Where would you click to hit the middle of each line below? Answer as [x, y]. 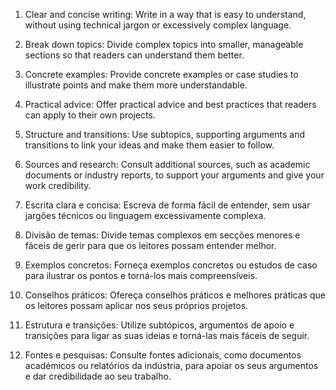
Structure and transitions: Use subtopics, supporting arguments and [165, 134]
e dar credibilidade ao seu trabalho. [98, 376]
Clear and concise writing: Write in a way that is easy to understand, [165, 14]
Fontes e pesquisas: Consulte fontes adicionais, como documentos [163, 355]
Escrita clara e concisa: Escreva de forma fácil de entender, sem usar [167, 205]
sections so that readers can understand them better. [134, 55]
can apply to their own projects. [90, 115]
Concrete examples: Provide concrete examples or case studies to [161, 74]
